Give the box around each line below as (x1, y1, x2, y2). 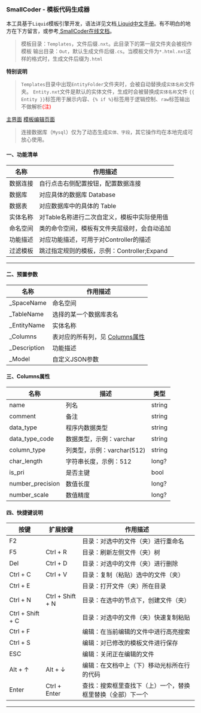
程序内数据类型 (65, 423, 108, 432)
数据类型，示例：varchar (65, 435, 136, 443)
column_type (9, 445, 46, 454)
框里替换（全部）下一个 (82, 690, 148, 699)
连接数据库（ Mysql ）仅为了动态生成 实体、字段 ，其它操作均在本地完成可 (20, 129, 193, 136)
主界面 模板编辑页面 (6, 116, 55, 123)
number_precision (9, 479, 60, 487)
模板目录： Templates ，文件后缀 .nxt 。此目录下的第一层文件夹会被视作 (20, 40, 193, 47)
